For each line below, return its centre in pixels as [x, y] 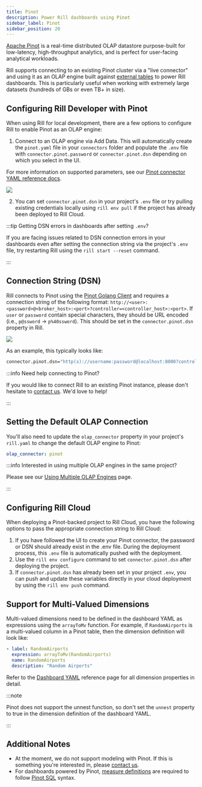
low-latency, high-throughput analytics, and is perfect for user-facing [92, 52]
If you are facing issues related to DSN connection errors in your [86, 238]
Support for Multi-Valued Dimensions [78, 604]
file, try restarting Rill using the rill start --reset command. [83, 250]
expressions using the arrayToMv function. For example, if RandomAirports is [99, 625]
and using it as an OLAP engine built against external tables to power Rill [96, 77]
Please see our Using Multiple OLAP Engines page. [69, 477]
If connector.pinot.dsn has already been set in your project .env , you [100, 572]
